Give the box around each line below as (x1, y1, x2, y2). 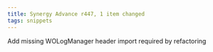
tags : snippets (7, 17, 53, 24)
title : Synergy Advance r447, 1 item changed (7, 10, 145, 18)
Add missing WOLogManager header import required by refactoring (7, 36, 207, 45)
